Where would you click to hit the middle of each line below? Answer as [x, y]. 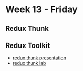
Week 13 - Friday [42, 9]
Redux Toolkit [28, 45]
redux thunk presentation [39, 58]
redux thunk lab [29, 63]
